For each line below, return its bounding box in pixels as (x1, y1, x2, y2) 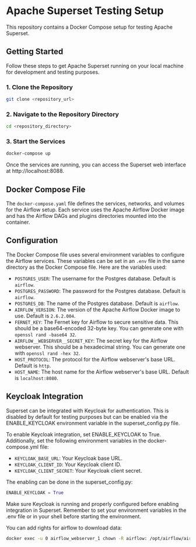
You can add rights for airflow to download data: (6, 524, 123, 531)
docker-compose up (6, 151, 51, 156)
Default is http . (14, 362, 51, 369)
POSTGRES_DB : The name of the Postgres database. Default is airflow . (14, 300, 180, 307)
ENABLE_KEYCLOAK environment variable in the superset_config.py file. (6, 419, 180, 426)
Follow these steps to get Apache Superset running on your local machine (6, 62, 184, 69)
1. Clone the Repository (6, 83, 73, 91)
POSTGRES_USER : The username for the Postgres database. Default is (14, 275, 176, 282)
